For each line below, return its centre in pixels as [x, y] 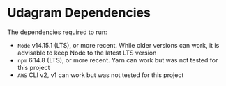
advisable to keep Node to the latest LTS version [87, 53]
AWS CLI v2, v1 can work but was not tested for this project [100, 75]
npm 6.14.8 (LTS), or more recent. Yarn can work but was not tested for [118, 60]
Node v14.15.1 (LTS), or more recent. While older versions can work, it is [118, 45]
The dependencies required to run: [57, 32]
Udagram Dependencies [79, 13]
